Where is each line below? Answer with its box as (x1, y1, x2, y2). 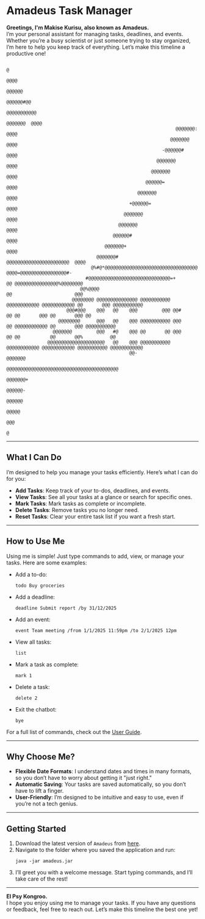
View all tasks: (15, 638, 52, 646)
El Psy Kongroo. (6, 893, 48, 900)
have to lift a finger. (15, 787, 64, 795)
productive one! (6, 49, 46, 57)
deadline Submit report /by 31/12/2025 (15, 605, 117, 611)
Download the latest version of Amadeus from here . (15, 840, 141, 847)
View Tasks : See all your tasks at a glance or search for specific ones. (15, 493, 193, 500)
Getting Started (6, 823, 67, 834)
